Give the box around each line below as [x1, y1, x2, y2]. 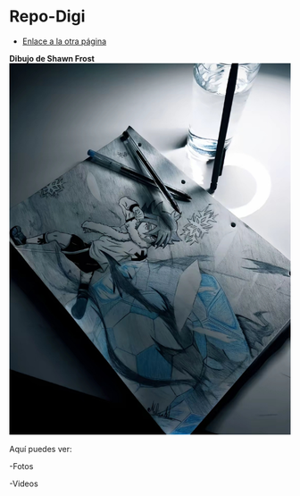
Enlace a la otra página [21, 36, 107, 46]
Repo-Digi [9, 6, 86, 27]
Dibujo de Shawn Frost [9, 53, 96, 63]
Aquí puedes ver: [9, 444, 72, 454]
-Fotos [9, 461, 34, 471]
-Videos [9, 478, 38, 489]
